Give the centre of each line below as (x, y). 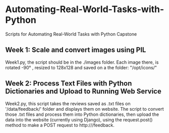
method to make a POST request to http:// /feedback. (60, 125)
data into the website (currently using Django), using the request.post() (79, 119)
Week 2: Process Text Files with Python (69, 84)
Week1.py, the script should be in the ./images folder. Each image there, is (82, 62)
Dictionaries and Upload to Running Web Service (83, 91)
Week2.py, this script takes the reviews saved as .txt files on (68, 103)
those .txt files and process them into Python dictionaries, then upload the (82, 114)
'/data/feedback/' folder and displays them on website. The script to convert (84, 109)
